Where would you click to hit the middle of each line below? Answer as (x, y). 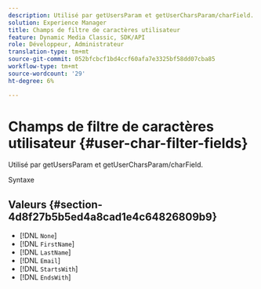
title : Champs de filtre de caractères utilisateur (94, 30)
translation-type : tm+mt (49, 52)
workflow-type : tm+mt (43, 67)
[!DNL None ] (38, 236)
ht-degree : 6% (31, 81)
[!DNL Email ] (40, 261)
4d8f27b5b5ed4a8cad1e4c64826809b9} (112, 217)
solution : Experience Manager (58, 23)
